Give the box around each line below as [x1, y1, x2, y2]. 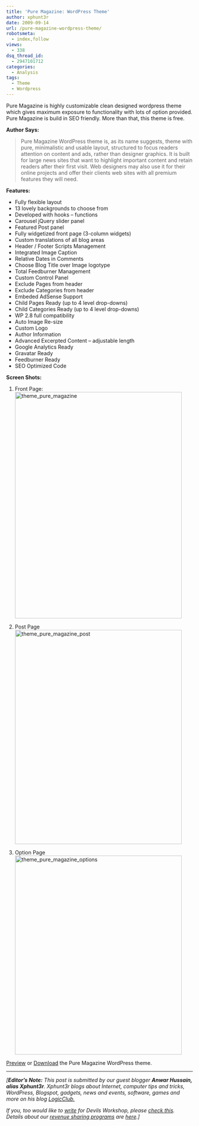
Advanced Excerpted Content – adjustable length [14, 337, 135, 344]
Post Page [14, 623, 40, 630]
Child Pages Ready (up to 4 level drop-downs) [14, 299, 128, 306]
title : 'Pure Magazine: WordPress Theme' [6, 8, 110, 15]
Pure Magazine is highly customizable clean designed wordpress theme [6, 102, 182, 109]
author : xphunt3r [6, 14, 49, 20]
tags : [6, 75, 20, 81]
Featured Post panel [14, 224, 64, 231]
